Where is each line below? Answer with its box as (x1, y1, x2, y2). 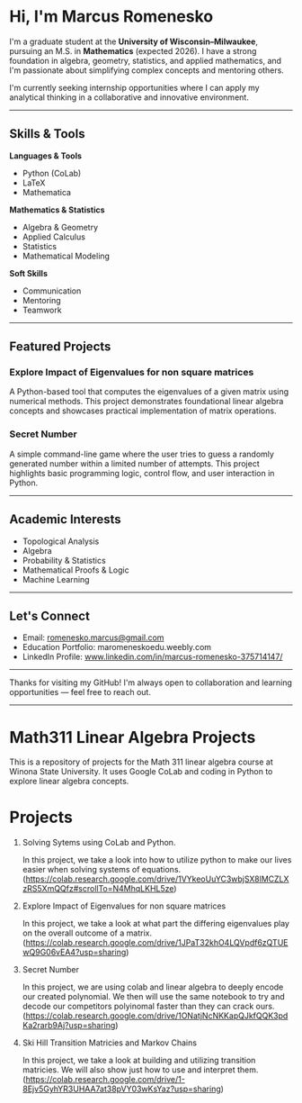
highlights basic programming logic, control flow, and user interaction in (9, 467, 275, 478)
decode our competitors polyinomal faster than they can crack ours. (22, 1001, 275, 1012)
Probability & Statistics (22, 555, 106, 565)
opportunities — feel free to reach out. (9, 687, 151, 698)
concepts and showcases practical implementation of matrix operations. (9, 405, 277, 416)
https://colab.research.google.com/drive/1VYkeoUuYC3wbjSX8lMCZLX (25, 873, 289, 884)
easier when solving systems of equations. (22, 864, 182, 875)
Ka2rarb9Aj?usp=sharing (22, 1020, 116, 1031)
